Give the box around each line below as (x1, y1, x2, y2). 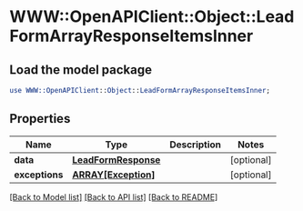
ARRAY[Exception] (72, 168, 156, 181)
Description (169, 138, 221, 151)
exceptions (14, 168, 64, 181)
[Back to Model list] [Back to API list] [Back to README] (9, 191, 218, 202)
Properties (9, 111, 71, 126)
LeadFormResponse (72, 153, 161, 166)
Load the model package (9, 62, 153, 77)
